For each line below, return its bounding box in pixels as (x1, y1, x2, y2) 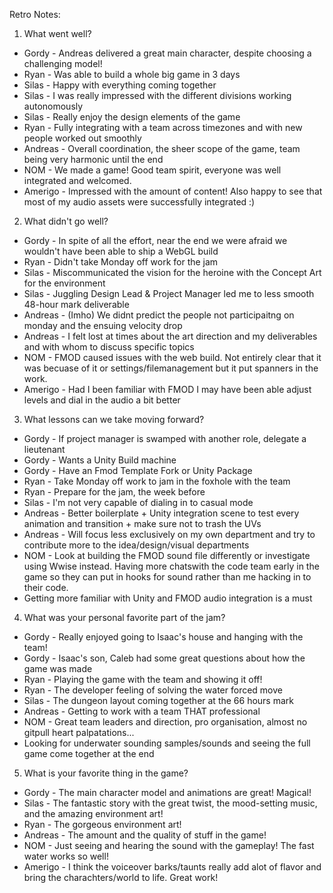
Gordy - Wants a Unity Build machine (23, 454, 177, 466)
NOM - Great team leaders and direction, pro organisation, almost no (23, 716, 308, 728)
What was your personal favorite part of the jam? (23, 612, 226, 623)
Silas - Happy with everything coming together (23, 79, 217, 91)
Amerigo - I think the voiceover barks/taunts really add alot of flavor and (23, 861, 322, 873)
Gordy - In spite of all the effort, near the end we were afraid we (23, 235, 288, 246)
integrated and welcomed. (23, 175, 132, 186)
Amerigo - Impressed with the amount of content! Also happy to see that (23, 185, 323, 197)
